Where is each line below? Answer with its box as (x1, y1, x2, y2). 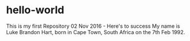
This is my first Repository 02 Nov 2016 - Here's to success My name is (6, 23, 181, 29)
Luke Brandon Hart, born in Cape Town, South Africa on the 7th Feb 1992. (6, 28, 185, 35)
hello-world (6, 3, 65, 17)
